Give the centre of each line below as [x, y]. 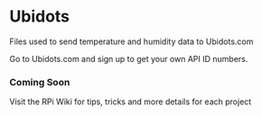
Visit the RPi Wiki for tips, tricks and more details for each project [131, 102]
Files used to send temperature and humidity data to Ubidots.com [131, 41]
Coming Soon [40, 82]
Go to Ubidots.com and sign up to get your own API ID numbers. [129, 58]
